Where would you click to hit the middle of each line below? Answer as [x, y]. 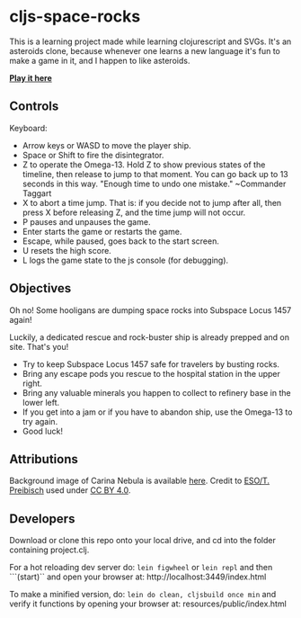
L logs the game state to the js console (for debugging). [125, 260]
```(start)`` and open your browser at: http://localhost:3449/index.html [138, 577]
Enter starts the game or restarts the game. [102, 231]
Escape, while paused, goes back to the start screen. [121, 241]
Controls [34, 107]
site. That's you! [39, 346]
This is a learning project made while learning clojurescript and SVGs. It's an [150, 41]
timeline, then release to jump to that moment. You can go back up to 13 [155, 174]
